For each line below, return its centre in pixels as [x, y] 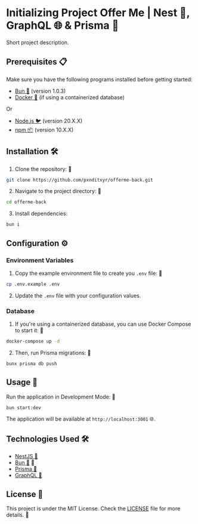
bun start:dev [24, 407]
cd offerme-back [26, 202]
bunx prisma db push [32, 364]
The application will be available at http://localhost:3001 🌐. [81, 419]
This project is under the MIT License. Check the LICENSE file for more [93, 508]
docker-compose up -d [33, 341]
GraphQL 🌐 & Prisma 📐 [63, 25]
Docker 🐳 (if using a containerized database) [70, 97]
